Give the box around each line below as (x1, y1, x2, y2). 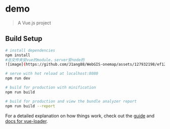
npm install (5, 53, 30, 58)
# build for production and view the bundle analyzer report (5, 99, 137, 104)
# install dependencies (5, 48, 56, 53)
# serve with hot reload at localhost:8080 (5, 71, 99, 76)
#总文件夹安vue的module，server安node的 (5, 57, 85, 62)
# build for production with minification (5, 85, 96, 90)
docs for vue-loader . (5, 118, 48, 124)
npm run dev (5, 76, 30, 81)
